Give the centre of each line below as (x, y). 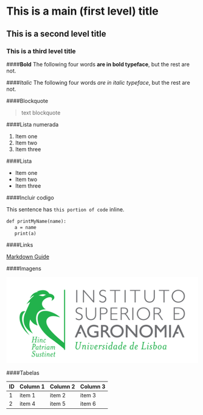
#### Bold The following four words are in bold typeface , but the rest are (98, 64)
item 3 (88, 395)
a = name (25, 227)
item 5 (57, 404)
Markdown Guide (28, 257)
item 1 (28, 395)
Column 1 (32, 386)
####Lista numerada (33, 124)
